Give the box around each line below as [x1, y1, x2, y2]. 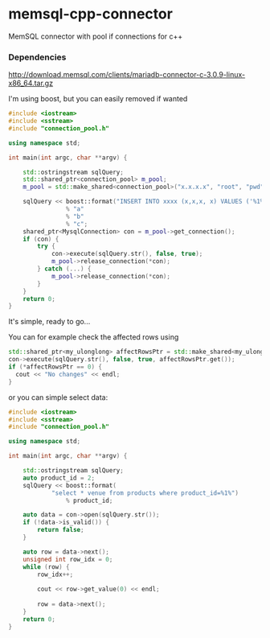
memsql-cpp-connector [8, 5, 173, 23]
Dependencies [8, 51, 67, 63]
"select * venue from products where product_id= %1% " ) [51, 488, 239, 497]
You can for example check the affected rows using [8, 332, 179, 342]
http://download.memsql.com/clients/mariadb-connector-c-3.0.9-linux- [8, 70, 246, 80]
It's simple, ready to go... [8, 317, 91, 327]
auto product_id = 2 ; [22, 474, 95, 482]
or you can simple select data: [8, 392, 108, 402]
